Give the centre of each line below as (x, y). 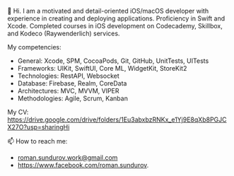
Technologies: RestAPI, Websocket (69, 76)
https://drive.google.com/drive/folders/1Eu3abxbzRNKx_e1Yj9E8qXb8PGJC (117, 119)
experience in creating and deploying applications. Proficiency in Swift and (116, 18)
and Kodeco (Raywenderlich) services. (64, 33)
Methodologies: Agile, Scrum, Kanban (73, 98)
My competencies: (34, 47)
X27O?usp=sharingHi (39, 127)
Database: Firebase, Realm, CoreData (72, 83)
